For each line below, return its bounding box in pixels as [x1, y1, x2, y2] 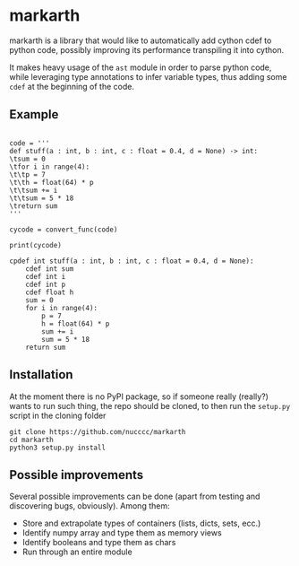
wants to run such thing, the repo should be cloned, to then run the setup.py [9, 400, 291, 411]
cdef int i [25, 272, 66, 281]
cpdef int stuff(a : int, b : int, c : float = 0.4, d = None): [9, 257, 254, 266]
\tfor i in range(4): [9, 162, 90, 171]
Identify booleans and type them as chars [21, 537, 176, 548]
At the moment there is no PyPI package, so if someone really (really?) [9, 391, 269, 402]
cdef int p [25, 280, 66, 289]
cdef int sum [25, 264, 74, 274]
